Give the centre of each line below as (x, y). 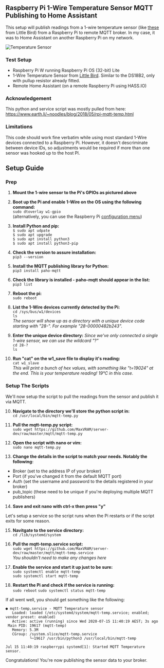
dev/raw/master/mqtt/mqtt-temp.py (47, 433)
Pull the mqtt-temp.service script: (48, 544)
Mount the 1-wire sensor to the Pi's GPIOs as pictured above (74, 193)
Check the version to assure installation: (54, 253)
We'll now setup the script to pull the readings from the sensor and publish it (82, 397)
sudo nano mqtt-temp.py (37, 447)
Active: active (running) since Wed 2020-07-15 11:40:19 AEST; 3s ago (85, 621)
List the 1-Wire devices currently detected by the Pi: (66, 307)
